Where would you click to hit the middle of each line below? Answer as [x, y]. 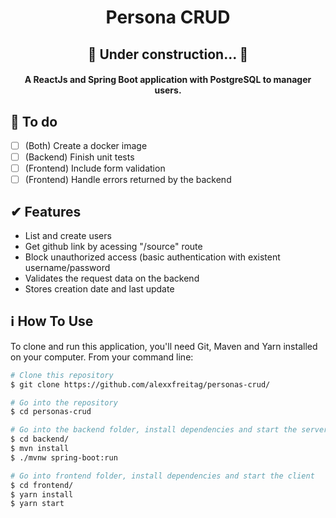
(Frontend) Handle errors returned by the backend [128, 180]
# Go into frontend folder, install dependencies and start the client [162, 476]
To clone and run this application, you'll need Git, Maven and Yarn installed [164, 346]
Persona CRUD [168, 17]
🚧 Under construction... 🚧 [168, 54]
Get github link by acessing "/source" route [113, 247]
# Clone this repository [62, 375]
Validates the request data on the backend [112, 278]
